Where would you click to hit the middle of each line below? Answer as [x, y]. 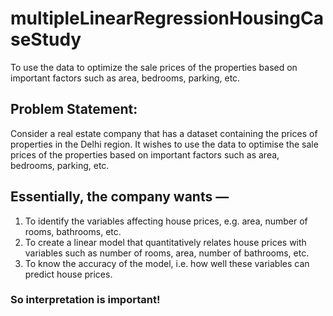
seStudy [46, 39]
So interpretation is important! [85, 300]
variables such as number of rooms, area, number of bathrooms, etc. [167, 253]
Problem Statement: [74, 109]
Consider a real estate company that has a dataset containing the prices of [164, 133]
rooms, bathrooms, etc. [73, 231]
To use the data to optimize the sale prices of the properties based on [154, 67]
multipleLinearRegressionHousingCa [167, 18]
